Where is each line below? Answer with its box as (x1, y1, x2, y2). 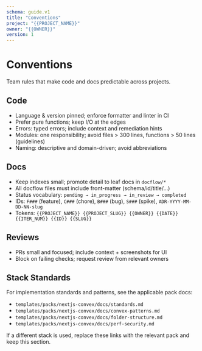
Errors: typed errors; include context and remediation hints (15, 124, 162, 132)
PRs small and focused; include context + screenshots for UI (15, 248, 167, 256)
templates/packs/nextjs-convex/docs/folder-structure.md (15, 314, 163, 321)
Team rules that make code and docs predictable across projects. (6, 78, 171, 85)
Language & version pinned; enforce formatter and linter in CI (15, 112, 169, 119)
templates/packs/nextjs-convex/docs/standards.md (15, 302, 144, 308)
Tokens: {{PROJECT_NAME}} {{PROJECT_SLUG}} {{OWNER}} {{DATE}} (15, 209, 178, 216)
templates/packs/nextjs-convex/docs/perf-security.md (15, 321, 155, 327)
